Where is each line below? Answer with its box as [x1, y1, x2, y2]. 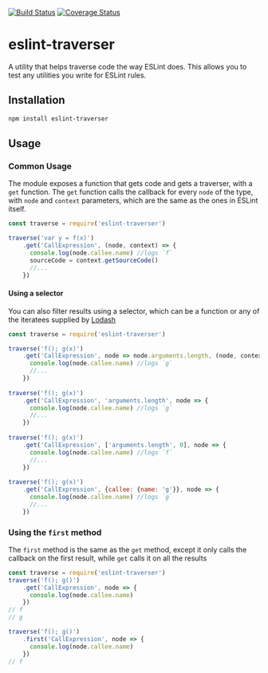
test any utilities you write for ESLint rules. [8, 70, 147, 80]
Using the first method [8, 527, 102, 538]
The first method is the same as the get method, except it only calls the [8, 544, 247, 554]
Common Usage [8, 160, 72, 172]
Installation [8, 93, 65, 107]
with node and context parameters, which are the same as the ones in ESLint [8, 196, 258, 205]
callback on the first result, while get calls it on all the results [8, 553, 207, 563]
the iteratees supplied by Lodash [8, 315, 116, 324]
